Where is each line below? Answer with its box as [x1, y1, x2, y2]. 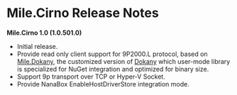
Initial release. [16, 42, 58, 50]
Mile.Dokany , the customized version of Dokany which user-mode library [16, 57, 231, 65]
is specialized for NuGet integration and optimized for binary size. [16, 65, 209, 73]
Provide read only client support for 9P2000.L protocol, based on [16, 50, 208, 58]
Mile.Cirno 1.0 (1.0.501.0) [6, 28, 82, 37]
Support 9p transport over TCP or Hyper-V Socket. [16, 72, 166, 81]
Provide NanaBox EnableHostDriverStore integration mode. [16, 79, 189, 88]
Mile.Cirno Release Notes [6, 5, 159, 21]
